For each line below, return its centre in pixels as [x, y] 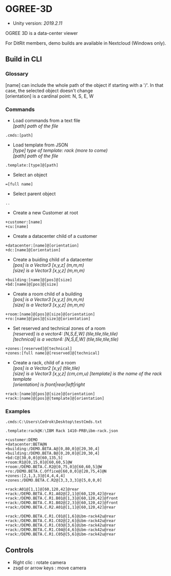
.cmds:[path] [19, 135]
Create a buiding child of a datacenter [53, 259]
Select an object [30, 175]
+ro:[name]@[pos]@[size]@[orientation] [48, 319]
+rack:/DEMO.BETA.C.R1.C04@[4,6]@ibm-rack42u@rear [61, 530]
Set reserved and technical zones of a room [59, 328]
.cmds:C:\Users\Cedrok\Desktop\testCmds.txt [54, 422]
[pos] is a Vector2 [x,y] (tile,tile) [46, 368]
